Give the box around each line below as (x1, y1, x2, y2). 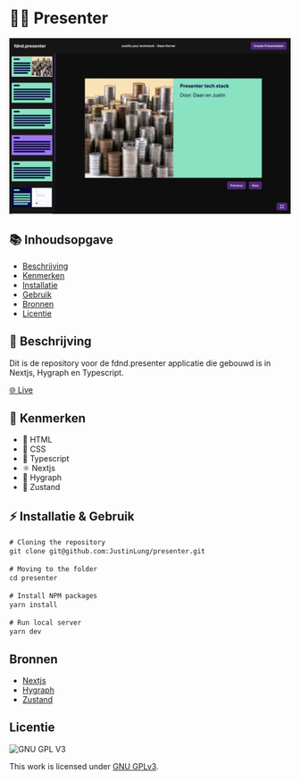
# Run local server (9, 618, 82, 627)
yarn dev (9, 627, 42, 636)
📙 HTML (21, 435, 53, 445)
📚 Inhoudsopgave (9, 232, 113, 248)
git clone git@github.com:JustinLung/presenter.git (9, 547, 205, 556)
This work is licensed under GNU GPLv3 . (9, 760, 159, 771)
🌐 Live (9, 384, 34, 395)
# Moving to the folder (9, 565, 98, 574)
